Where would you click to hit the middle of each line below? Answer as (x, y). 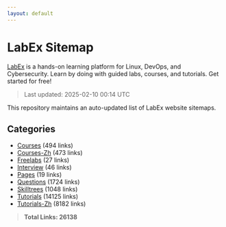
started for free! (29, 81)
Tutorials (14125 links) (48, 197)
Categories (32, 129)
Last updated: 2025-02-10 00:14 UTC (77, 94)
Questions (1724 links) (48, 182)
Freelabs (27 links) (43, 160)
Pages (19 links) (39, 175)
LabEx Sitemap (50, 47)
